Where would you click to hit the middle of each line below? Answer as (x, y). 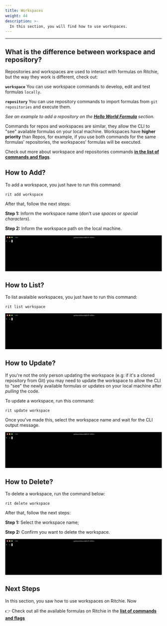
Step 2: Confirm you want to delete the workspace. (58, 532)
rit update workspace (28, 411)
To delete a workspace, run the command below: (55, 494)
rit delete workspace (28, 504)
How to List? (25, 285)
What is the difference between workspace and (80, 52)
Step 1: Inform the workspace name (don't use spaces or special (72, 213)
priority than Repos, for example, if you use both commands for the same (81, 137)
